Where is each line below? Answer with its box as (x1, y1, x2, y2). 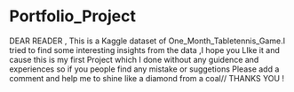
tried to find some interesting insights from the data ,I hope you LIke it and (9, 44, 280, 55)
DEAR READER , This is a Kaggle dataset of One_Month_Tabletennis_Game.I (9, 35, 286, 46)
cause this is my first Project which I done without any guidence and (9, 54, 259, 65)
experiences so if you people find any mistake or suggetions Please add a (9, 64, 280, 74)
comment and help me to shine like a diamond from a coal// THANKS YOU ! (9, 73, 285, 83)
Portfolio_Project (9, 6, 136, 27)
